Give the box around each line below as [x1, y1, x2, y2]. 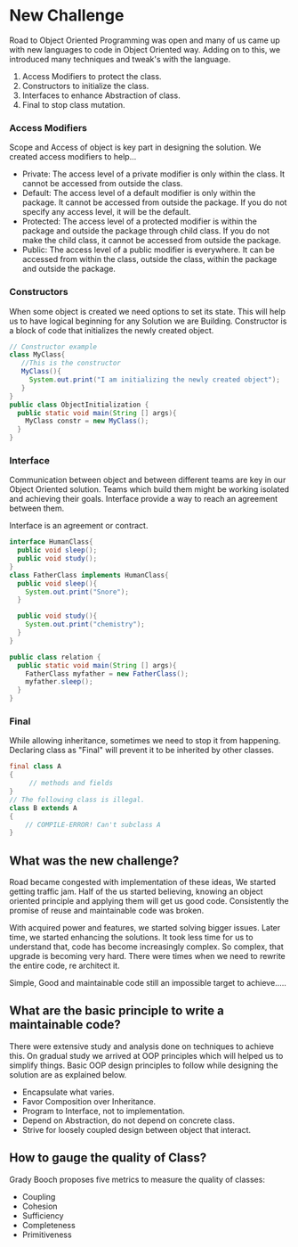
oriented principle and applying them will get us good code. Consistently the [9, 896, 289, 907]
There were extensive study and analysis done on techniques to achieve [9, 1040, 274, 1052]
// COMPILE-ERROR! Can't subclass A [25, 820, 162, 829]
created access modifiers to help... [9, 152, 137, 162]
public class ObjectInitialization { [9, 400, 149, 409]
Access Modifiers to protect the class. [21, 70, 162, 81]
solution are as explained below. [9, 1069, 127, 1079]
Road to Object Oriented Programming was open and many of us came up [9, 35, 280, 45]
